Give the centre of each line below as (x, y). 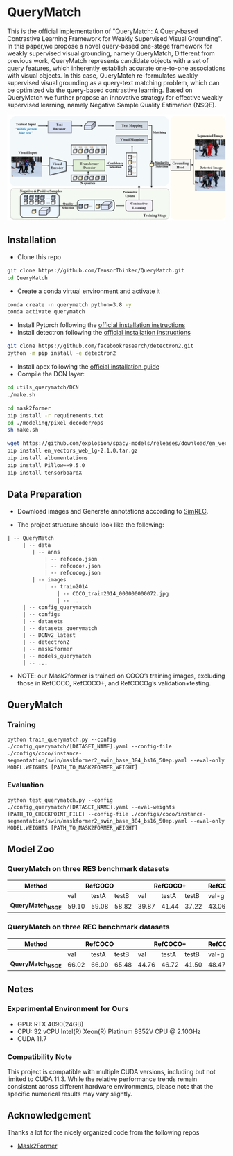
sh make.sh (23, 430)
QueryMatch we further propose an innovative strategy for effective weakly (115, 97)
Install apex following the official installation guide (88, 367)
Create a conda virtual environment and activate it (89, 291)
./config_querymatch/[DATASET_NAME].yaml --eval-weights (91, 807)
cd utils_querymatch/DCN (43, 388)
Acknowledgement (49, 1115)
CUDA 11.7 (32, 1039)
